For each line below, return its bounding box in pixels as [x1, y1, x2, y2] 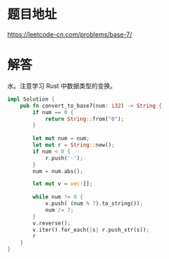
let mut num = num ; [32, 135, 90, 142]
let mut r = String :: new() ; [32, 141, 115, 149]
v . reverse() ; [32, 220, 71, 227]
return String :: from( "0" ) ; [44, 115, 125, 122]
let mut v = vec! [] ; [32, 180, 93, 187]
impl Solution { [7, 96, 55, 103]
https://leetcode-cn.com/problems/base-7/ [7, 30, 132, 39]
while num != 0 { [32, 194, 83, 201]
